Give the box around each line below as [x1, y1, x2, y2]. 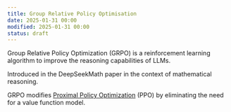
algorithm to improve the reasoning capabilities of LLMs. [7, 57, 171, 65]
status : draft [7, 29, 49, 37]
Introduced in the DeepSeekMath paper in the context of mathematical [7, 70, 213, 78]
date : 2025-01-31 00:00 [7, 17, 77, 24]
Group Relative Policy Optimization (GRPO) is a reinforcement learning [7, 49, 211, 57]
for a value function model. [7, 99, 86, 107]
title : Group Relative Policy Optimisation [7, 10, 137, 17]
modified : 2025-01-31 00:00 [7, 23, 90, 30]
